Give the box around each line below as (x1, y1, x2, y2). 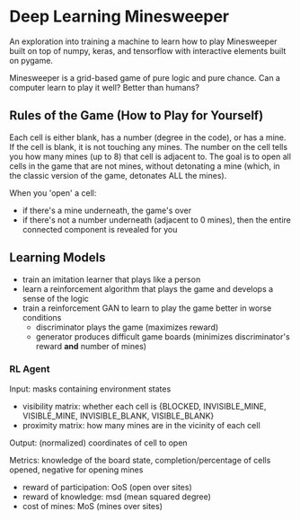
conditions (22, 312, 62, 322)
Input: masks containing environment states (9, 383, 172, 394)
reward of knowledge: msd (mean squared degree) (22, 491, 211, 502)
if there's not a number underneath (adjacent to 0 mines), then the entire (22, 214, 292, 225)
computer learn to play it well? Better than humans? (9, 82, 200, 93)
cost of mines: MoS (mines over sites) (22, 500, 163, 511)
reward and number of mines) (35, 340, 146, 351)
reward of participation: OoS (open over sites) (22, 481, 192, 492)
